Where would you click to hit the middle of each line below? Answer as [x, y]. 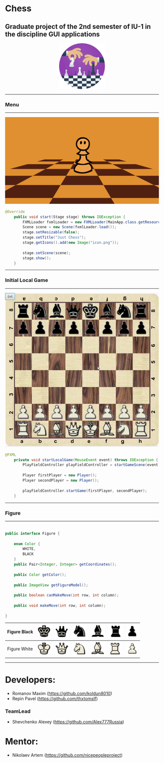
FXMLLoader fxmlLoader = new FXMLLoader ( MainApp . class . [81, 222]
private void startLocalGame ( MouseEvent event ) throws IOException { [86, 460]
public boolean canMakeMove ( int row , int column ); [66, 595]
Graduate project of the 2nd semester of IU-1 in [78, 27]
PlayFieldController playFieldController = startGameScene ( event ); [92, 465]
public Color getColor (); [40, 574]
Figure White [20, 649]
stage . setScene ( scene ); [47, 253]
